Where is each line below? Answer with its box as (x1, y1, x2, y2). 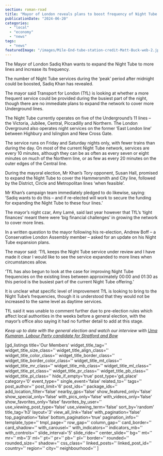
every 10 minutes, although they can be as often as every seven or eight (5, 150, 149, 156)
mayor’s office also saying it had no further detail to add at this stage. (5, 318, 144, 324)
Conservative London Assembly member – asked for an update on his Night (5, 234, 156, 240)
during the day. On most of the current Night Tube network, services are (5, 145, 149, 151)
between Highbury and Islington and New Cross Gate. (5, 130, 113, 136)
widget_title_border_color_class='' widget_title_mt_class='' (5, 358, 122, 363)
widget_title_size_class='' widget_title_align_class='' (5, 347, 109, 353)
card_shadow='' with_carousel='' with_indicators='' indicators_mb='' (5, 424, 143, 430)
